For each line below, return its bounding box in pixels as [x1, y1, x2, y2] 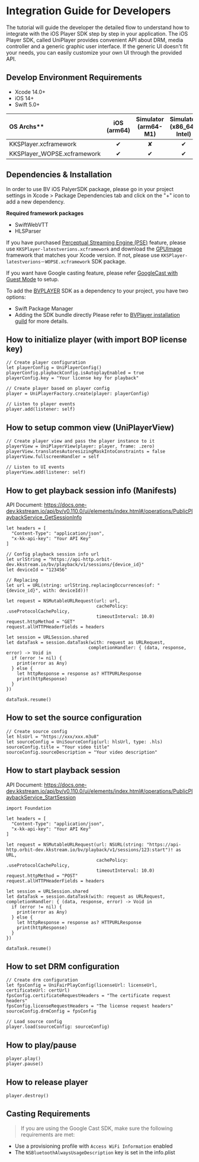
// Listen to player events [6, 401, 76, 407]
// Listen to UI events [6, 464, 65, 470]
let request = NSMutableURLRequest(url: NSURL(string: [6, 842, 145, 847]
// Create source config [6, 728, 68, 734]
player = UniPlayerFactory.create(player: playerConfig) [6, 390, 150, 397]
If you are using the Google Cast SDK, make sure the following [20, 1125, 173, 1132]
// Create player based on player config [6, 386, 110, 392]
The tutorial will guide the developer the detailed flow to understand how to [6, 24, 190, 31]
